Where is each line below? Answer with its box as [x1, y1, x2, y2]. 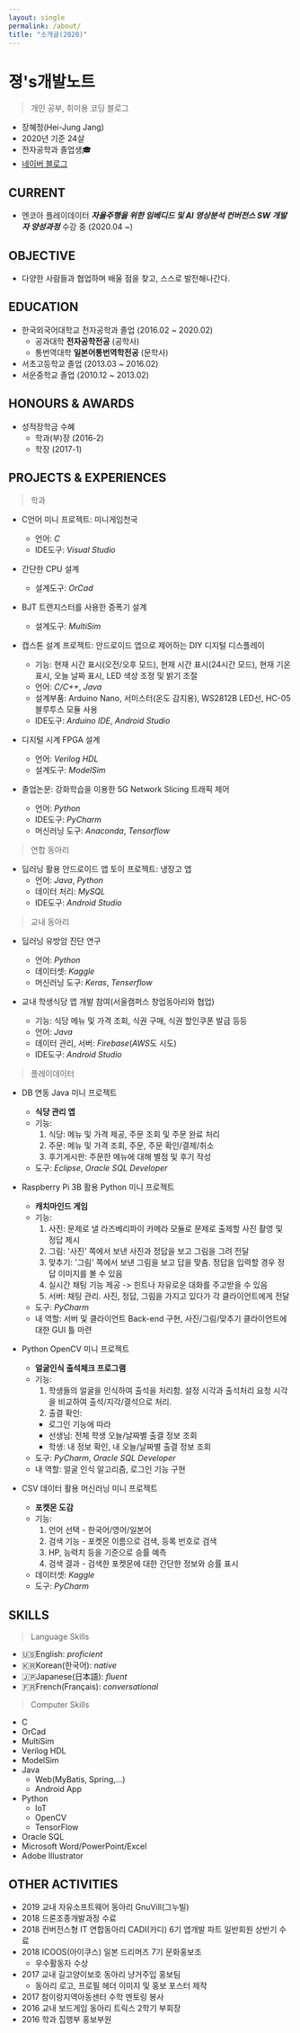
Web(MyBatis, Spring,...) [34, 1774, 126, 1785]
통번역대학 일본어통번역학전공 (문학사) [34, 347, 169, 358]
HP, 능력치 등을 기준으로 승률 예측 [48, 1547, 167, 1558]
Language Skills [30, 1631, 90, 1642]
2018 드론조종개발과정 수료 [21, 1913, 118, 1923]
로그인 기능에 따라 [48, 1419, 111, 1430]
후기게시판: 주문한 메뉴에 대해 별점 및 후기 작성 [48, 1152, 212, 1163]
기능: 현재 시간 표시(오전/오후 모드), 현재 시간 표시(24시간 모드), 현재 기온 [34, 659, 291, 670]
